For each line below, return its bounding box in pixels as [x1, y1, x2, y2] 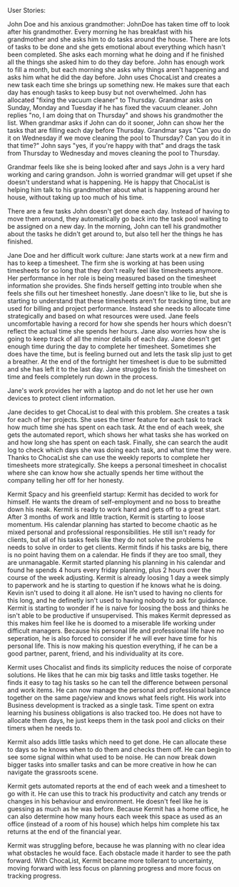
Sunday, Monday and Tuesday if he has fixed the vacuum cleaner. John [7, 104, 218, 111]
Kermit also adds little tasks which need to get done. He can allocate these [7, 738, 227, 746]
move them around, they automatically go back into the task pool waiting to [7, 214, 228, 223]
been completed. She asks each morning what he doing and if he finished [7, 50, 225, 59]
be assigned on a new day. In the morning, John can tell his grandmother [7, 222, 223, 231]
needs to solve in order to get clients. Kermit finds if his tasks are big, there [7, 543, 228, 551]
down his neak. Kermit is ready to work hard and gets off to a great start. [7, 505, 221, 513]
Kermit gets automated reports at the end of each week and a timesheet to [7, 782, 227, 790]
